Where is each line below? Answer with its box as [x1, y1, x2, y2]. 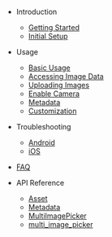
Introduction [15, 7, 58, 16]
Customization [28, 106, 77, 116]
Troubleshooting [15, 122, 71, 131]
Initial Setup [28, 32, 68, 41]
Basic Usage [28, 63, 71, 72]
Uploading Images [28, 81, 90, 90]
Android [28, 138, 55, 147]
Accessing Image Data [28, 72, 104, 81]
